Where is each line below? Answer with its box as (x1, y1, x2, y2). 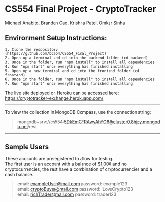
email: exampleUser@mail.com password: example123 (17, 180, 128, 187)
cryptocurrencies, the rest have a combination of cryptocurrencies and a (5, 166, 152, 172)
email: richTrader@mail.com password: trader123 (17, 191, 117, 197)
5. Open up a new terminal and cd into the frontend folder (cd (5, 68, 139, 73)
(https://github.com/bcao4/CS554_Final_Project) (5, 51, 107, 56)
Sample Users (5, 143, 49, 151)
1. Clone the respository (5, 47, 58, 52)
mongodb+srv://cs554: (17, 119, 65, 125)
